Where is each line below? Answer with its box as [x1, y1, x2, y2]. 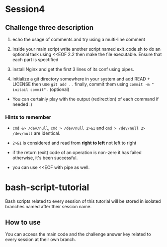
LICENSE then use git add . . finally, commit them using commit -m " [12, 81, 154, 87]
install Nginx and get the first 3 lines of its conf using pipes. [12, 66, 134, 72]
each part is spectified [12, 57, 59, 63]
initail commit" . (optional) [12, 86, 70, 92]
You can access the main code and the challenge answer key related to [5, 231, 151, 237]
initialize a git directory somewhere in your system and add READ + [12, 76, 151, 82]
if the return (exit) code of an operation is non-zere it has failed [12, 150, 142, 156]
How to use [5, 218, 41, 227]
